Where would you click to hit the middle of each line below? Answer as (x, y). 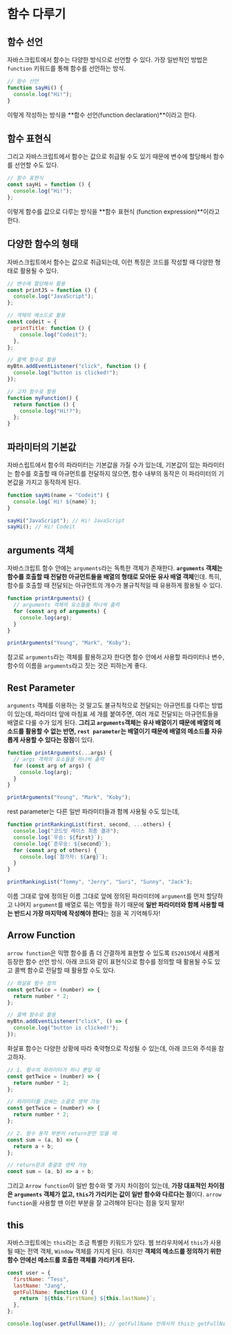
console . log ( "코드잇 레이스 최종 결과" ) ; (66, 831)
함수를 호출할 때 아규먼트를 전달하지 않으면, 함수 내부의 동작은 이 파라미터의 (116, 473)
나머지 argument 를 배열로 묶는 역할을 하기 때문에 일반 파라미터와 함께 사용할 (116, 905)
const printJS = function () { (52, 290)
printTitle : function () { (52, 328)
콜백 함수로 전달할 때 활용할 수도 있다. (65, 970)
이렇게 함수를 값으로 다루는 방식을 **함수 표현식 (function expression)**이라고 (114, 211)
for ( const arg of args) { (52, 766)
